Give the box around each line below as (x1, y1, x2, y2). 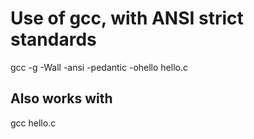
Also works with (10, 90, 113, 107)
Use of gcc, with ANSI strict (10, 7, 244, 30)
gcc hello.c (10, 117, 57, 129)
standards (10, 28, 97, 51)
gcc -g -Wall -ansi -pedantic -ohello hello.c (10, 61, 188, 73)
